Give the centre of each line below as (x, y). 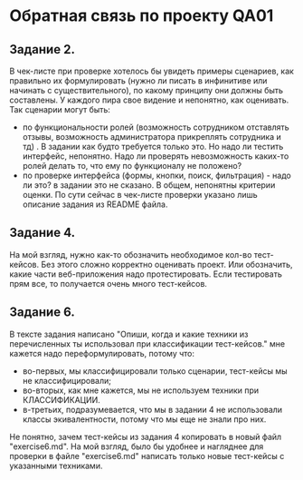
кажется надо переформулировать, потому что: (102, 353)
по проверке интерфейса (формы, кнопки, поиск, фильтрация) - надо (156, 175)
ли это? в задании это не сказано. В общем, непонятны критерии (149, 185)
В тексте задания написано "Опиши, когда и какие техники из (129, 334)
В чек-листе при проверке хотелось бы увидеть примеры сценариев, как (151, 71)
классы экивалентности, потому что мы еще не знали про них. (144, 419)
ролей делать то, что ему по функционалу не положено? (132, 166)
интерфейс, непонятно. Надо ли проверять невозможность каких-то (156, 156)
